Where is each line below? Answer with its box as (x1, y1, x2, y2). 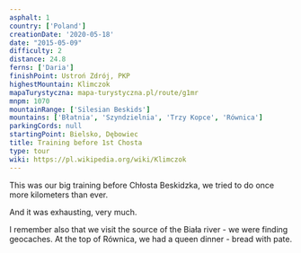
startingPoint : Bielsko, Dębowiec (9, 130, 139, 139)
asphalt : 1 (9, 13, 50, 22)
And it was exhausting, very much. (9, 206, 137, 217)
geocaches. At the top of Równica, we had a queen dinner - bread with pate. (9, 233, 293, 244)
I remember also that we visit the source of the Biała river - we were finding (9, 223, 288, 234)
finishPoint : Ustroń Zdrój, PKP (9, 72, 130, 81)
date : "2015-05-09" (9, 38, 83, 48)
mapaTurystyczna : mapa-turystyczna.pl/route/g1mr (9, 88, 199, 97)
